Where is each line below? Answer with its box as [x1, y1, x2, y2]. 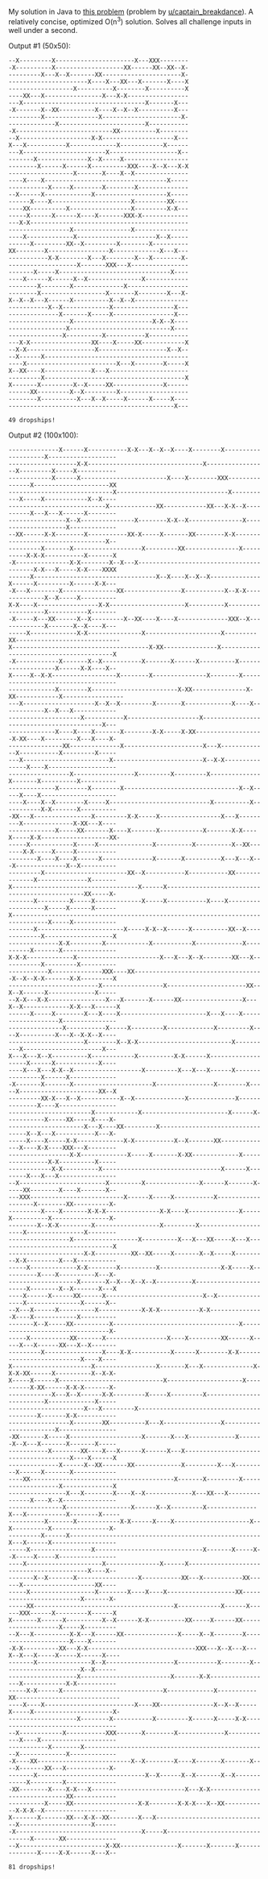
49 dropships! [8, 416, 56, 424]
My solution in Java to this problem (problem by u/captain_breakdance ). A [8, 7, 254, 16]
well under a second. [8, 25, 78, 35]
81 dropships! [8, 1863, 56, 1871]
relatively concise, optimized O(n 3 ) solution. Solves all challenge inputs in [8, 15, 252, 27]
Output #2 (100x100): [8, 430, 79, 440]
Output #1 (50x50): [8, 40, 71, 51]
